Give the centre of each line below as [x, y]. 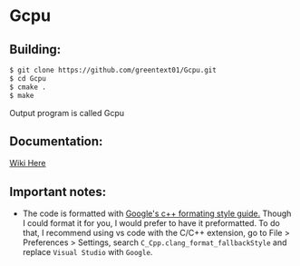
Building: [35, 49]
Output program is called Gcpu [67, 113]
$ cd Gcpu [28, 78]
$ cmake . [28, 87]
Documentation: [56, 141]
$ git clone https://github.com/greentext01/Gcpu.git [113, 70]
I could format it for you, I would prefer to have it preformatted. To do [151, 223]
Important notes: [58, 192]
